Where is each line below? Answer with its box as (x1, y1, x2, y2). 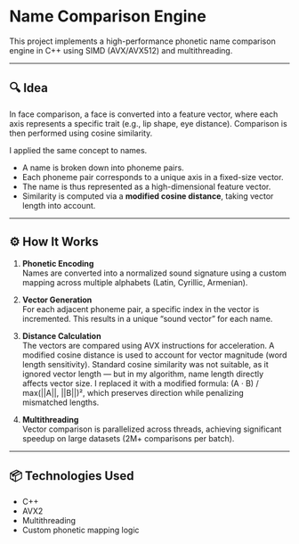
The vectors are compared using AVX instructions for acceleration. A (21, 340, 275, 350)
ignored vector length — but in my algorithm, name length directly (21, 368, 264, 379)
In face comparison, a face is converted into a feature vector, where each (9, 109, 279, 120)
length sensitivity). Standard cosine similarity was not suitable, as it (21, 359, 269, 369)
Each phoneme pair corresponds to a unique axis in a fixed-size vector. (21, 171, 284, 182)
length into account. (21, 200, 96, 210)
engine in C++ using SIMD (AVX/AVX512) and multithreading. (9, 45, 233, 55)
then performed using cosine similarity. (9, 128, 153, 138)
